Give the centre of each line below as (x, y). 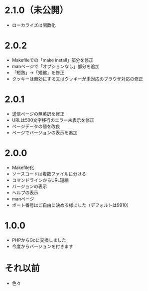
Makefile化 (23, 167)
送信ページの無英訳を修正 (38, 113)
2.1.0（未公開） (36, 10)
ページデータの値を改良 (36, 126)
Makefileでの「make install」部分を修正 (52, 60)
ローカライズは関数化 (34, 25)
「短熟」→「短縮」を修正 (38, 72)
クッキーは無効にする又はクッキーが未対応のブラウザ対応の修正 (77, 78)
